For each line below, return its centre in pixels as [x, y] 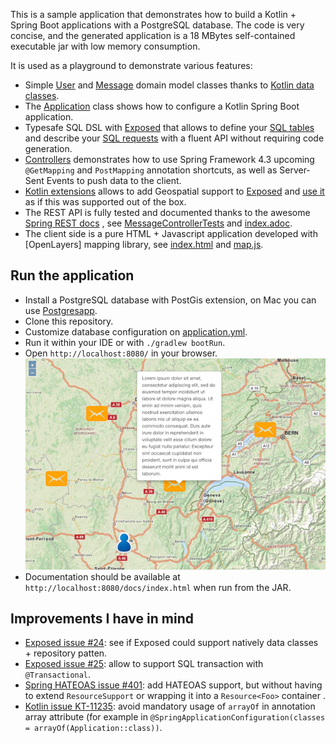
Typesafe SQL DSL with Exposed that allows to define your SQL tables [169, 127]
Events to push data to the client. [114, 180]
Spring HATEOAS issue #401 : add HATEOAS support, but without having [173, 685]
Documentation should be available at [102, 576]
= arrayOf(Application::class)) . [93, 728]
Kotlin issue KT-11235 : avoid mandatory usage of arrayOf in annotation [170, 706]
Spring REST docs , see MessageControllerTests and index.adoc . [158, 223]
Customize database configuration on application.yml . [136, 331]
